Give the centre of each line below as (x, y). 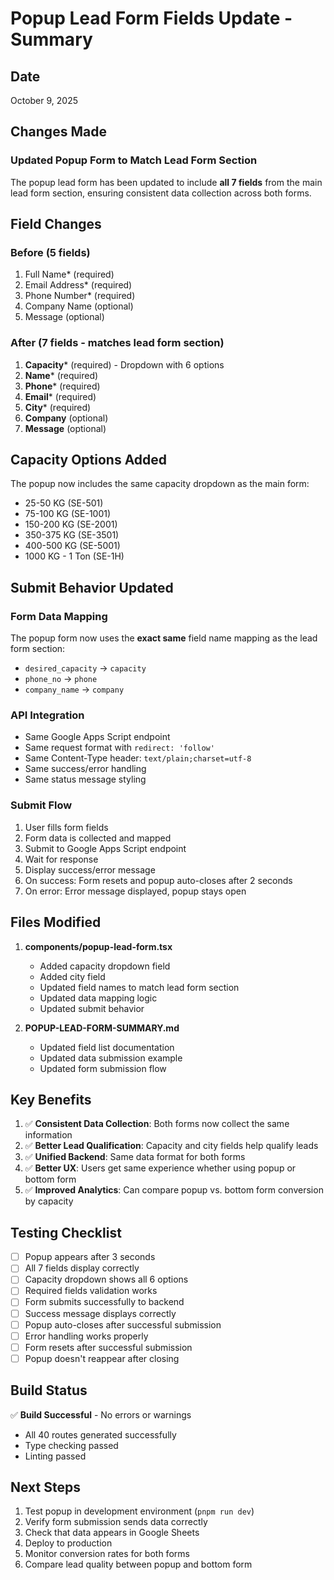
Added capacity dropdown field (105, 966)
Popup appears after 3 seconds (90, 1257)
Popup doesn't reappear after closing (102, 1358)
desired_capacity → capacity (85, 668)
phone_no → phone (61, 679)
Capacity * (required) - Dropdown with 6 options (124, 364)
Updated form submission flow (103, 1068)
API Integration (47, 715)
